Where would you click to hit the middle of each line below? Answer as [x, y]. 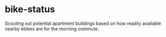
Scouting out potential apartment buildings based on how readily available [83, 23]
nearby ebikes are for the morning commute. [52, 28]
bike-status [30, 9]
